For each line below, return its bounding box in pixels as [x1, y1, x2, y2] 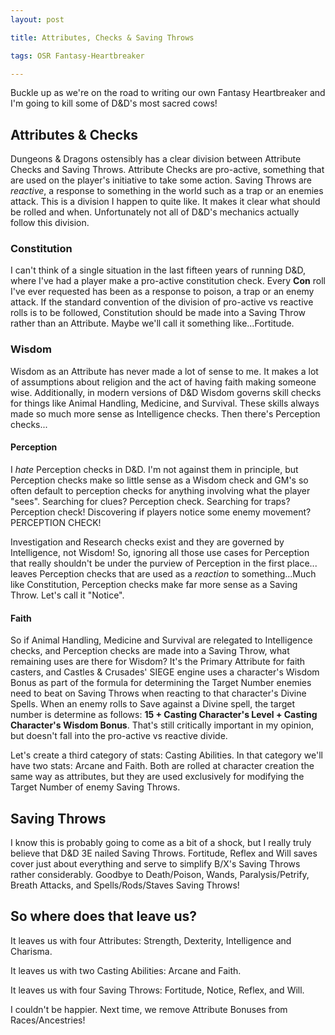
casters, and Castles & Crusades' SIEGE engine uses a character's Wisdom [10, 666, 320, 678]
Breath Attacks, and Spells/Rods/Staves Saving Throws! [10, 879, 240, 891]
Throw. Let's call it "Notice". [10, 589, 125, 601]
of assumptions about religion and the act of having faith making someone [10, 376, 317, 388]
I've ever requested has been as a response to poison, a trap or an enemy [10, 286, 315, 298]
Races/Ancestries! [10, 1014, 86, 1026]
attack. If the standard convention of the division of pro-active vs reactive [10, 296, 314, 308]
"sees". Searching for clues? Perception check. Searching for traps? [10, 495, 291, 507]
